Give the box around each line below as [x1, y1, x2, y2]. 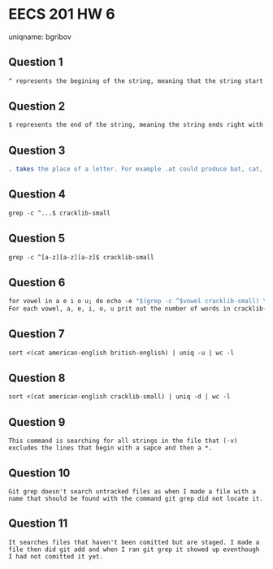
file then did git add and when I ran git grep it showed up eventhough [8, 545, 260, 554]
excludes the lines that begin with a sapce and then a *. [8, 444, 213, 452]
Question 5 [8, 232, 66, 245]
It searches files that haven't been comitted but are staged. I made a [8, 538, 260, 546]
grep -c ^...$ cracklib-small [8, 209, 111, 217]
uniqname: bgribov [8, 32, 71, 41]
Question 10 [8, 466, 71, 480]
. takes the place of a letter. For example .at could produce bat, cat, [8, 165, 264, 173]
